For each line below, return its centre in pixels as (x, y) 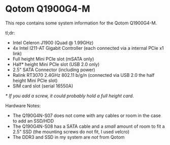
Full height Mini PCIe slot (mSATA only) (53, 59)
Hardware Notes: (23, 105)
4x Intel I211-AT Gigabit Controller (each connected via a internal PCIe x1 (88, 48)
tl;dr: (10, 33)
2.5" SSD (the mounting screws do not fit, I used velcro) (71, 132)
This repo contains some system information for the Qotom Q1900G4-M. (81, 23)
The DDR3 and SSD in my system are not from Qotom (69, 137)
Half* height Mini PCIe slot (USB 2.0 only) (56, 64)
